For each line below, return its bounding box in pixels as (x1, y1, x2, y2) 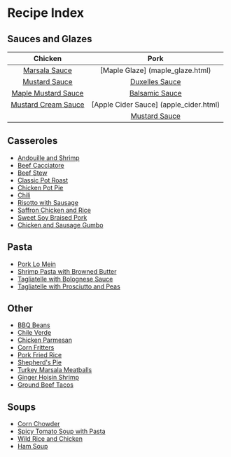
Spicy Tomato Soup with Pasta (17, 427, 106, 436)
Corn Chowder (17, 420, 60, 428)
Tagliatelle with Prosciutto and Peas (17, 282, 120, 291)
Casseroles (7, 135, 58, 147)
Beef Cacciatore (17, 161, 64, 169)
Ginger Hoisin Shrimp (17, 373, 79, 382)
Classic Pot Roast (17, 175, 69, 184)
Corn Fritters (17, 343, 55, 352)
